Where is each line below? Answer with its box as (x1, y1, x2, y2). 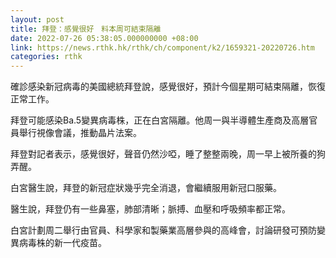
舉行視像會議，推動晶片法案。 (18, 127, 142, 139)
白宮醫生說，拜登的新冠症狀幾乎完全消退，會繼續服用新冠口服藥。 (10, 182, 282, 194)
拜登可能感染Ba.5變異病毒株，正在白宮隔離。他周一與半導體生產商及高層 (10, 114, 310, 126)
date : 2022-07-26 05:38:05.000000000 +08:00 (10, 33, 199, 43)
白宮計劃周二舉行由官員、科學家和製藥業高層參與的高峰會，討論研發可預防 (10, 224, 317, 236)
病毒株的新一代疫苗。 (18, 237, 107, 249)
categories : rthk (10, 52, 83, 62)
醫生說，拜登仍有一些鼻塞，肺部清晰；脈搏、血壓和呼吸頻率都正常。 (10, 203, 291, 215)
